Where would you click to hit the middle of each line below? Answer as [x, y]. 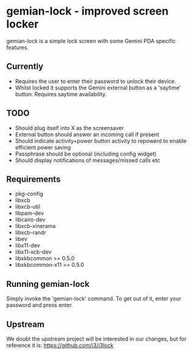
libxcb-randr [31, 233]
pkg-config [29, 194]
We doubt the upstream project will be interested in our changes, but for [96, 339]
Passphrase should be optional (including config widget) [86, 154]
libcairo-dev [30, 219]
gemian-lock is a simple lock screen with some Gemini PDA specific [91, 41]
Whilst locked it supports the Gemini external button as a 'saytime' [98, 88]
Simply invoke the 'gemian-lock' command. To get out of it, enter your [94, 298]
